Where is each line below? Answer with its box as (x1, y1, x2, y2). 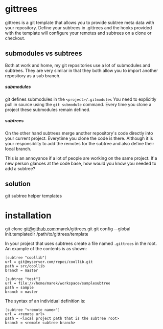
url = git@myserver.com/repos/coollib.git (5, 260, 93, 264)
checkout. (5, 35, 25, 41)
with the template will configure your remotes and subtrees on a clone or (5, 30, 152, 36)
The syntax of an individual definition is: (5, 298, 86, 304)
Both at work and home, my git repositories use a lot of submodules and (5, 62, 151, 68)
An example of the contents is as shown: (5, 246, 87, 252)
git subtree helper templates (5, 193, 62, 198)
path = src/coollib (5, 264, 45, 269)
